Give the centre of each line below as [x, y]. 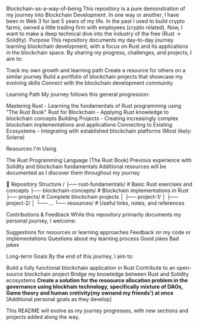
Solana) [15, 137]
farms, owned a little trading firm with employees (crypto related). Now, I [95, 27]
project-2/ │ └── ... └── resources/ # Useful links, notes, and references [95, 203]
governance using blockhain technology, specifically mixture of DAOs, [95, 287]
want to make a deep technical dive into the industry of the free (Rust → [94, 34]
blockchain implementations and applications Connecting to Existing [89, 125]
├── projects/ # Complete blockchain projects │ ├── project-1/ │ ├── [92, 197]
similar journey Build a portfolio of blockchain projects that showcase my [95, 77]
